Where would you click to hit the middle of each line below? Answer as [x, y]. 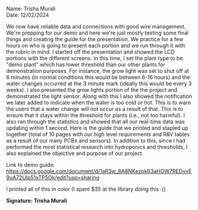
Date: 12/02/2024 [28, 15]
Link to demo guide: [31, 165]
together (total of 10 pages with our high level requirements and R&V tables [98, 134]
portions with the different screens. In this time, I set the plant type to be [95, 58]
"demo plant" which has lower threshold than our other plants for [86, 64]
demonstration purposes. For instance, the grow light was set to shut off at [98, 71]
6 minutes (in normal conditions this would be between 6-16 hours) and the [98, 77]
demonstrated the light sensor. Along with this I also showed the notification [99, 96]
